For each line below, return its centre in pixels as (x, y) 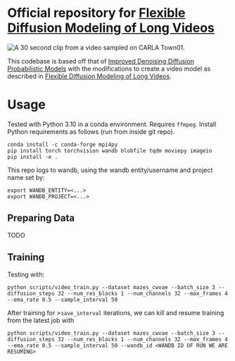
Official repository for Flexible (96, 13)
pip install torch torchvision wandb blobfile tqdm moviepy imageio (110, 151)
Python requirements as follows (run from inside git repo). (91, 131)
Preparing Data (41, 218)
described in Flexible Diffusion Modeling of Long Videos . (89, 76)
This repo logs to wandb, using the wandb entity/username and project (110, 170)
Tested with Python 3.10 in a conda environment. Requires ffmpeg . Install (112, 124)
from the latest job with (41, 320)
